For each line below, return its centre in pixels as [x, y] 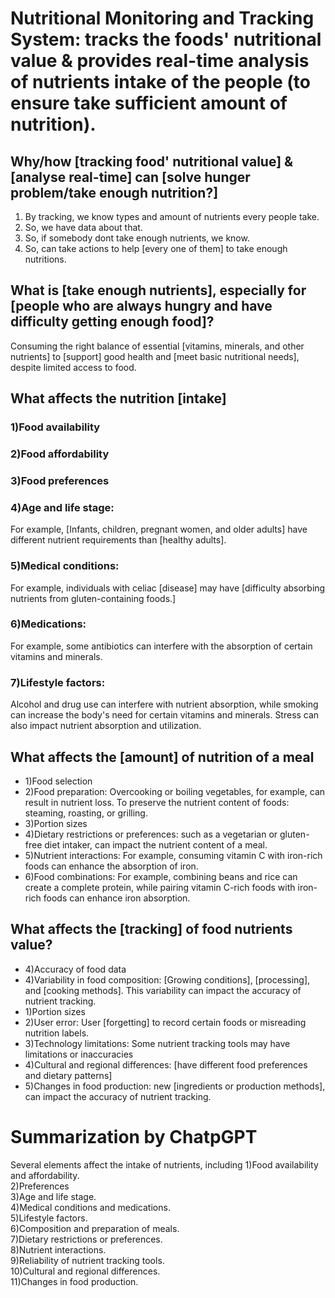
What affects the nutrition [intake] [118, 398]
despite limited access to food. [73, 367]
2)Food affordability [60, 454]
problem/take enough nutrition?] [114, 192]
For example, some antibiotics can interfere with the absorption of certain [161, 646]
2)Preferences [40, 1186]
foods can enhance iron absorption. [117, 898]
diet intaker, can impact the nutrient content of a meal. [156, 844]
